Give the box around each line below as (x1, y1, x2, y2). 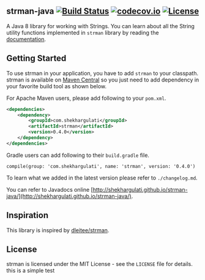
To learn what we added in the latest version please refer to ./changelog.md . (6, 174, 198, 181)
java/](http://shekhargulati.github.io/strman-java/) (6, 192, 132, 200)
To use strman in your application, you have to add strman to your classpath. (6, 69, 199, 77)
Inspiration (6, 210, 49, 221)
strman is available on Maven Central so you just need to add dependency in (6, 76, 199, 83)
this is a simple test (6, 267, 55, 274)
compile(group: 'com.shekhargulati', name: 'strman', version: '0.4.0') (6, 163, 196, 169)
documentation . (6, 35, 47, 43)
